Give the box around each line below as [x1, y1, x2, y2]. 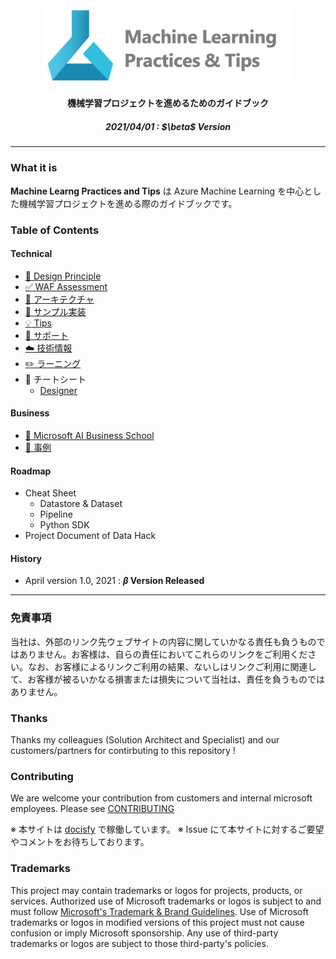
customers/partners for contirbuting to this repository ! [10, 744, 236, 756]
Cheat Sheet [24, 487, 77, 499]
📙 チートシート [24, 373, 87, 385]
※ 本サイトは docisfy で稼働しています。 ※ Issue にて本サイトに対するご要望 [10, 823, 325, 836]
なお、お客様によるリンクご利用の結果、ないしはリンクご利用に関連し [27, 660, 317, 672]
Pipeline [39, 508, 73, 521]
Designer [39, 384, 78, 396]
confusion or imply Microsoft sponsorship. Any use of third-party [10, 927, 279, 939]
